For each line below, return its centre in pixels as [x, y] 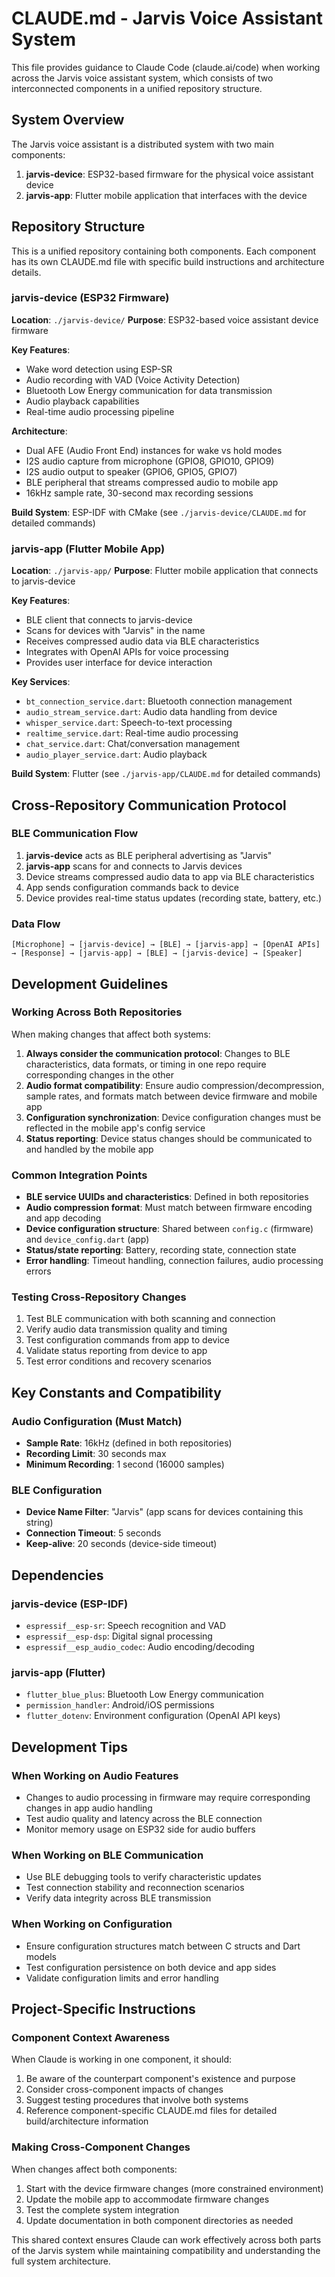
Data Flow [36, 924]
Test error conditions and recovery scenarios [118, 1361]
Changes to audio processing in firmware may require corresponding [168, 1798]
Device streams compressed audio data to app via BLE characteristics [170, 876]
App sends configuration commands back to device [132, 887]
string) [39, 1523]
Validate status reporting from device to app [116, 1351]
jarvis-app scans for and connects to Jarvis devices [134, 866]
